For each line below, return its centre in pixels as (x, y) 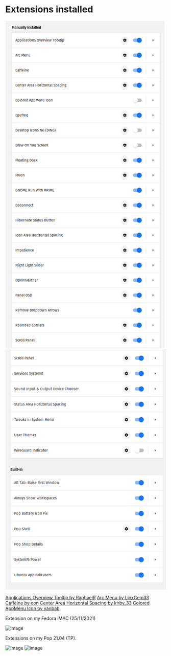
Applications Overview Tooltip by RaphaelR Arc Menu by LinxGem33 (77, 597)
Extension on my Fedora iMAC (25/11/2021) (51, 618)
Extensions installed (49, 9)
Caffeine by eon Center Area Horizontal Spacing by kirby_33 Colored (77, 603)
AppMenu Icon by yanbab (32, 608)
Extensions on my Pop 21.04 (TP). (41, 638)
